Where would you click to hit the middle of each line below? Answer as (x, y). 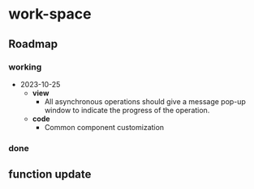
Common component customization (104, 127)
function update (50, 174)
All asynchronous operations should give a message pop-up (145, 101)
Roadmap (33, 44)
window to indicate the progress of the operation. (127, 110)
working (25, 67)
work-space (50, 14)
